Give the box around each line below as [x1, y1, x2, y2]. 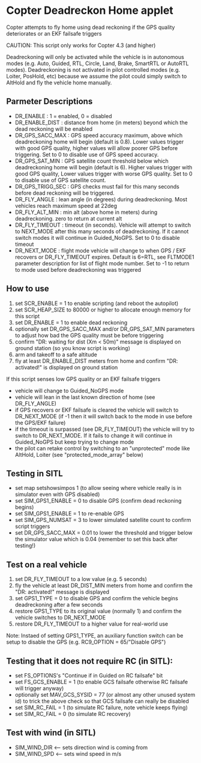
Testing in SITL [6, 468, 63, 479]
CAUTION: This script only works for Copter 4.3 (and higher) [6, 42, 156, 49]
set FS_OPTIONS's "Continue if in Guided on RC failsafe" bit [14, 672, 163, 679]
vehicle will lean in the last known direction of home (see [14, 393, 155, 401]
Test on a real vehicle [6, 559, 88, 570]
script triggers [14, 523, 50, 530]
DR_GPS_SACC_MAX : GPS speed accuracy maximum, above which [14, 131, 183, 139]
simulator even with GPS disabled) [14, 491, 100, 498]
